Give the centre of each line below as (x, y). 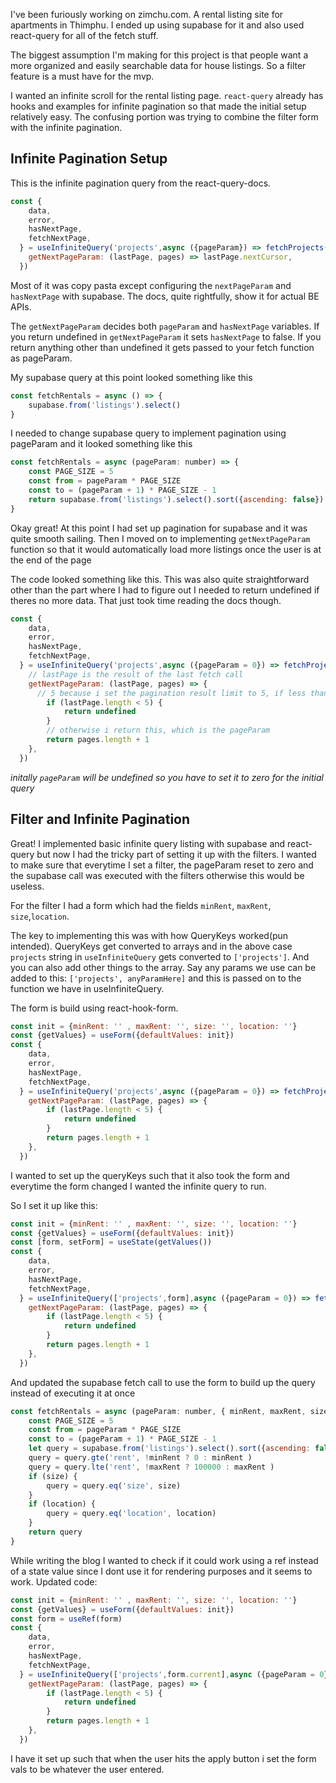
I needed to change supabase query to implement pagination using (148, 433)
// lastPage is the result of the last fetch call (136, 674)
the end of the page (51, 560)
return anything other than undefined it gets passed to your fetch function (162, 347)
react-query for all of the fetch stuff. (84, 35)
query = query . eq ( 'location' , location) (131, 1514)
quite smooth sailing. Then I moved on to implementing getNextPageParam (160, 538)
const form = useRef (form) (66, 1619)
